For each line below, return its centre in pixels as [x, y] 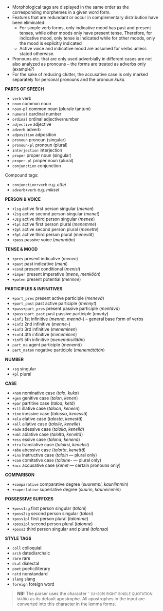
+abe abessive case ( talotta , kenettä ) [49, 450]
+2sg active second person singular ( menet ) [56, 214]
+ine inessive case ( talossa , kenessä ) [50, 413]
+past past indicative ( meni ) [40, 264]
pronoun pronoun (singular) [39, 140]
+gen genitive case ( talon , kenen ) [45, 398]
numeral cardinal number [37, 114]
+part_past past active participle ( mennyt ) [54, 303]
